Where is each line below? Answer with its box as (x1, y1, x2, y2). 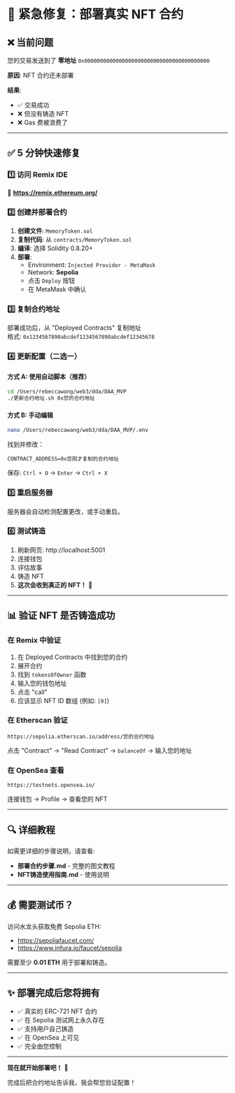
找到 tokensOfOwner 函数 (17, 670, 87, 679)
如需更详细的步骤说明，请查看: (7, 846, 96, 855)
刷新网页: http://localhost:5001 (17, 546, 106, 554)
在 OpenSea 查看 (7, 765, 64, 775)
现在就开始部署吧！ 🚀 (7, 1063, 69, 1071)
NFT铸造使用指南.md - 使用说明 (17, 870, 110, 878)
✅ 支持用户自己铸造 (17, 1025, 74, 1033)
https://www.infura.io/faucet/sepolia (17, 943, 122, 952)
